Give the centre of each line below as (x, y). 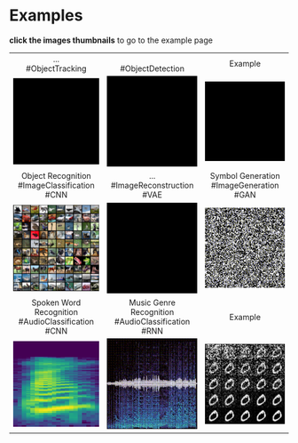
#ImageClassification (56, 185)
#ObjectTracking (56, 68)
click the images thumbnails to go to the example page (111, 40)
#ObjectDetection (152, 68)
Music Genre (152, 302)
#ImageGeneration (245, 185)
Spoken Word (56, 302)
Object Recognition (56, 176)
